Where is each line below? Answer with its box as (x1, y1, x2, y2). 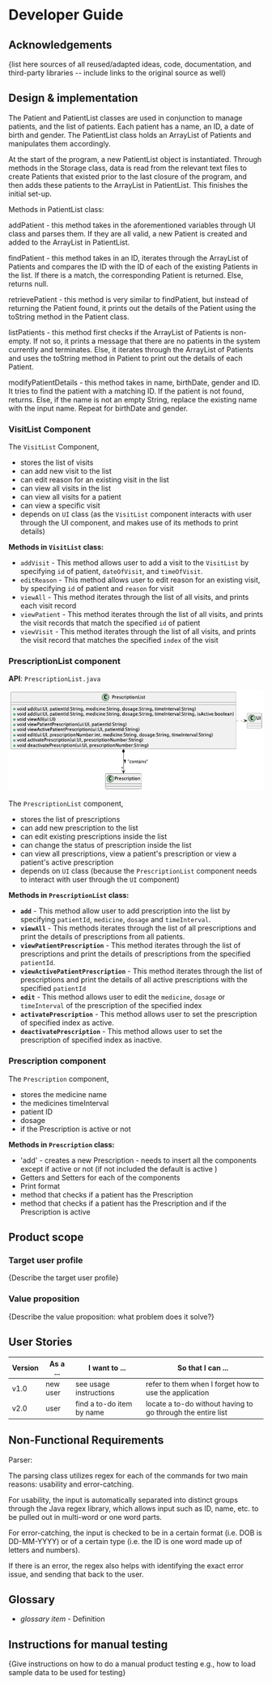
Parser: (8, 1455, 32, 1465)
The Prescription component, (8, 1074, 109, 1083)
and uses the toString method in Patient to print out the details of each (8, 353, 243, 363)
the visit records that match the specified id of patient (19, 618, 201, 628)
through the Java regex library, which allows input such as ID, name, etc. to (8, 1504, 259, 1513)
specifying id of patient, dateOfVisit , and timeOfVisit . (19, 567, 204, 577)
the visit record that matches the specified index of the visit (19, 636, 219, 645)
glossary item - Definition (19, 1614, 105, 1624)
